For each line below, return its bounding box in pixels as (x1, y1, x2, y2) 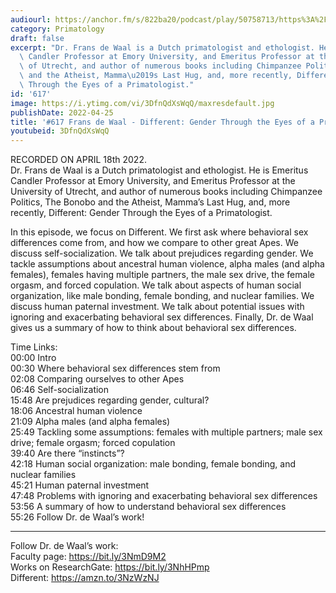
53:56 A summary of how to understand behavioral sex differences (10, 501, 287, 513)
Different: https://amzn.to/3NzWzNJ (10, 572, 160, 584)
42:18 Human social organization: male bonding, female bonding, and (10, 458, 296, 470)
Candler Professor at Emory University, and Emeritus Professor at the (10, 175, 296, 187)
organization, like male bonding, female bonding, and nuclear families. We (10, 290, 315, 302)
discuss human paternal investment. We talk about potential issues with (10, 301, 305, 313)
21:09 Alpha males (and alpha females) (10, 416, 171, 428)
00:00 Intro (10, 352, 57, 364)
